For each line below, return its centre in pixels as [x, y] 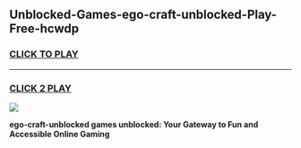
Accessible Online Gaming [60, 134]
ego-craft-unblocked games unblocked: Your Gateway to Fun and [134, 124]
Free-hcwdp [44, 29]
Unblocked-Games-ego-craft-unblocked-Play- [143, 15]
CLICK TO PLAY [44, 55]
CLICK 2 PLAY [40, 88]
